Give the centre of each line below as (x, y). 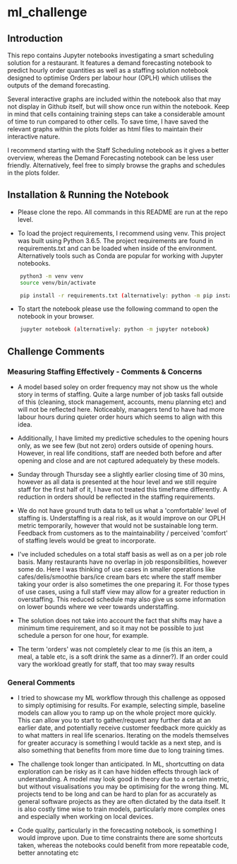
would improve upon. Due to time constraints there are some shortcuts (120, 838)
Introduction (35, 39)
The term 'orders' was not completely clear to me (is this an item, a (115, 649)
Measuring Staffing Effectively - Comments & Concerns (105, 372)
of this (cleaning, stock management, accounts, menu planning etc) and (122, 402)
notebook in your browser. (56, 316)
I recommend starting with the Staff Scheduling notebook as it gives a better (118, 150)
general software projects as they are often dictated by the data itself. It (121, 802)
